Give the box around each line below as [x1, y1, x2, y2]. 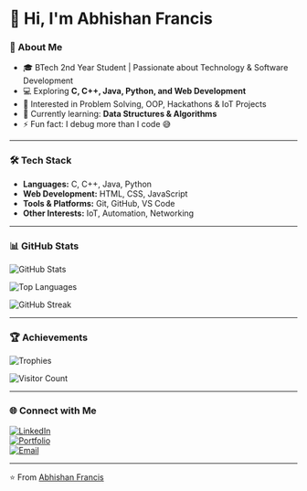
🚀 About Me [9, 41, 63, 54]
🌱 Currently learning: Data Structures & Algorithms [22, 109, 217, 120]
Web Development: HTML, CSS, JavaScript [22, 187, 188, 199]
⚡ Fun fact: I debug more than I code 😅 [22, 119, 172, 130]
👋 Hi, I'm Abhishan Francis [9, 8, 213, 29]
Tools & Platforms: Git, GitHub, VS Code [22, 197, 175, 208]
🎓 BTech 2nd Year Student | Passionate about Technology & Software [22, 62, 289, 73]
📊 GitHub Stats [9, 240, 79, 252]
